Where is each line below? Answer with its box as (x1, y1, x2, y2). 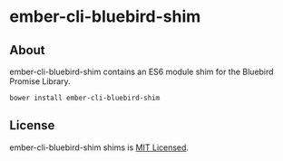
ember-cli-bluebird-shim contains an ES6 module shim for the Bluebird (9, 66, 274, 77)
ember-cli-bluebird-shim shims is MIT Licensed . (9, 142, 189, 153)
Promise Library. (9, 76, 71, 87)
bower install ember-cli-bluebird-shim (9, 93, 161, 102)
